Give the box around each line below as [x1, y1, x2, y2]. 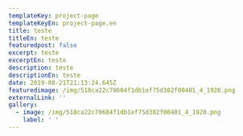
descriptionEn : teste [8, 71, 81, 79]
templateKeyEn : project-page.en [8, 19, 117, 27]
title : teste [8, 26, 52, 34]
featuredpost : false [8, 42, 78, 50]
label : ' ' [23, 116, 60, 124]
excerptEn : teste [8, 57, 67, 65]
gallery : [8, 101, 38, 109]
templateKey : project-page [8, 11, 99, 20]
